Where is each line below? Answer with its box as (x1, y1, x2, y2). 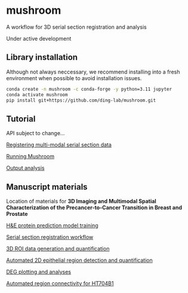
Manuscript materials (6, 182, 88, 192)
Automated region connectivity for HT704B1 (6, 280, 114, 287)
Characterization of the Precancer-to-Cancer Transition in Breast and (6, 204, 182, 211)
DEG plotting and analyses (6, 268, 72, 275)
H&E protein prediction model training (6, 222, 98, 229)
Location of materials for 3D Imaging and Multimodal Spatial (6, 198, 156, 205)
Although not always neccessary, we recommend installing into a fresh (6, 68, 180, 75)
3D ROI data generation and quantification (6, 245, 110, 252)
